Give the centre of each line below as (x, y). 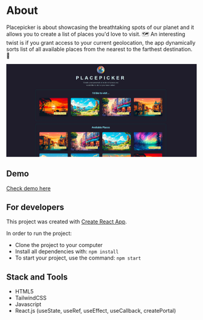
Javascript (28, 304)
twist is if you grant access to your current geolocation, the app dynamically (101, 42)
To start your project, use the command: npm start (78, 258)
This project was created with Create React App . (67, 222)
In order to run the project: (39, 234)
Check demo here (29, 188)
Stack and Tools (37, 277)
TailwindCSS (31, 298)
